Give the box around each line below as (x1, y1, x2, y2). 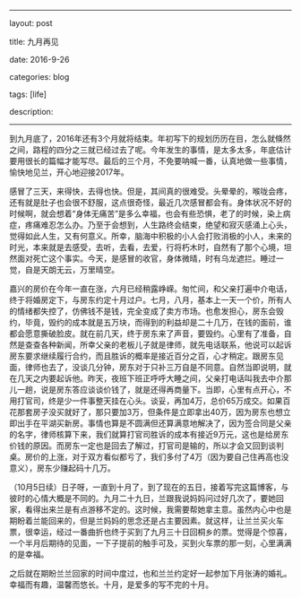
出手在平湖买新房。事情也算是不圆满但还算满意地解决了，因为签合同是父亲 (16, 418, 292, 429)
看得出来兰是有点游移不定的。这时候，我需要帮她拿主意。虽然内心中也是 (24, 504, 292, 515)
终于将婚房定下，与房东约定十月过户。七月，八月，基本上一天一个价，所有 (9, 295, 284, 305)
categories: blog (9, 72, 70, 82)
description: (9, 107, 54, 117)
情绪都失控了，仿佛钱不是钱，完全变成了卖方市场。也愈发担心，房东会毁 (16, 306, 284, 316)
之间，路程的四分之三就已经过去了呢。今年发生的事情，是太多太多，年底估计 (9, 144, 292, 155)
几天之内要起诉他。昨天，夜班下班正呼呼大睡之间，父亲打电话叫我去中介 (16, 373, 284, 384)
